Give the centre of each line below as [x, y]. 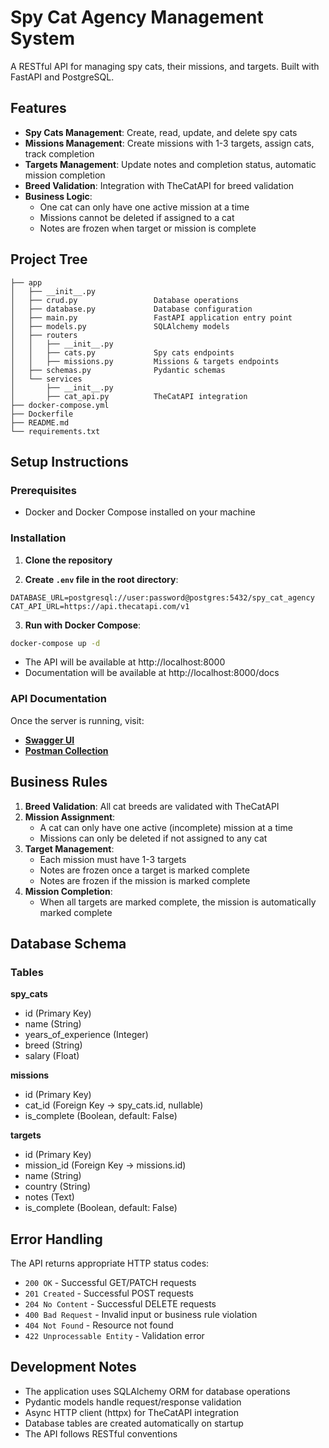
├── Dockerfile [42, 414]
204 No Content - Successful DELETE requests [120, 1304]
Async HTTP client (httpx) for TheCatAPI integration [131, 1412]
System [43, 38]
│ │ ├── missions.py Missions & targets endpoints [145, 361]
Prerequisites [43, 490]
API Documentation [59, 699]
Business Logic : [58, 196]
